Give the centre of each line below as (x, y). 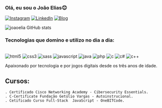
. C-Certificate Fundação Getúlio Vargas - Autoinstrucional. (69, 96)
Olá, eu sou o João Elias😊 (36, 8)
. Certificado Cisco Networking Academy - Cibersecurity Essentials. (77, 92)
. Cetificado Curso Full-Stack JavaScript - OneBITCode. (65, 101)
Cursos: (17, 81)
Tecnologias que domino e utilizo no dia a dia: (60, 40)
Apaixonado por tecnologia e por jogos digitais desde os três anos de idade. (81, 66)
